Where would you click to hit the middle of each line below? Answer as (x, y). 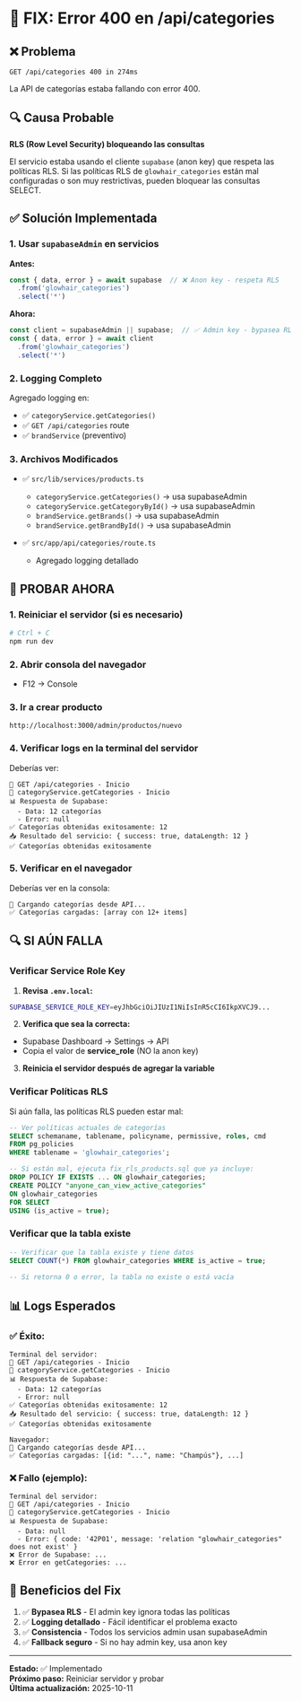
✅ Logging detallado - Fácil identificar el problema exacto (129, 1622)
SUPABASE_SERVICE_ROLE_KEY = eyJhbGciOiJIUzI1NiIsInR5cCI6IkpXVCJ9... (140, 1007)
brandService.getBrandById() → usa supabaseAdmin (133, 525)
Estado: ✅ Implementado (56, 1669)
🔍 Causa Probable (62, 118)
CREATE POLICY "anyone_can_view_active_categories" (107, 1185)
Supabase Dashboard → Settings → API (95, 1041)
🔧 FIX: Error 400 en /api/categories (142, 18)
